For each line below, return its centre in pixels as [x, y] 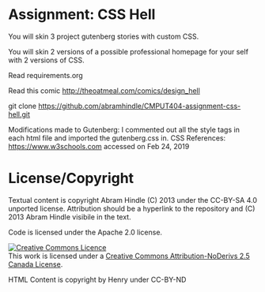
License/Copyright [71, 178]
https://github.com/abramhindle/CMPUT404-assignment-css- [140, 106]
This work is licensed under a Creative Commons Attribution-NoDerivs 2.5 [129, 256]
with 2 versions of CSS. [46, 60]
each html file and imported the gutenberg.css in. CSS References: [117, 138]
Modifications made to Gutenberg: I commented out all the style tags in [124, 129]
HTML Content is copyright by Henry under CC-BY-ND [97, 279]
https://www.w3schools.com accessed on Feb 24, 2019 [99, 146]
